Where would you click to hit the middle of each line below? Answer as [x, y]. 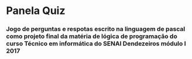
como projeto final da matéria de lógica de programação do [92, 36]
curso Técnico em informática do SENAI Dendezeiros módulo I [96, 44]
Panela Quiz [36, 11]
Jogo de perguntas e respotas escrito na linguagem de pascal [96, 29]
